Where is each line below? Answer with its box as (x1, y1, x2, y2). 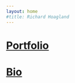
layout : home (6, 8, 38, 15)
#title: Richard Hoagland (6, 14, 69, 20)
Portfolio (6, 39, 49, 52)
